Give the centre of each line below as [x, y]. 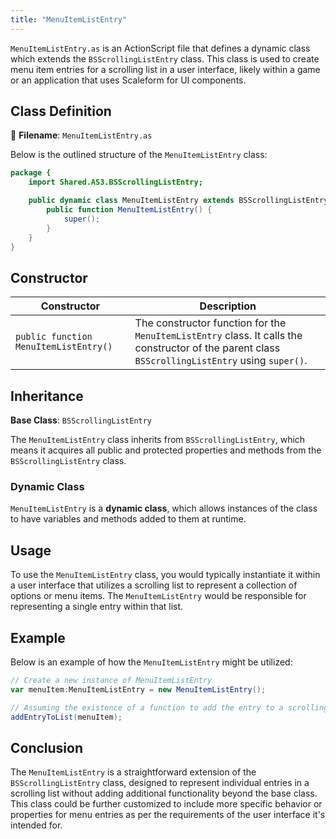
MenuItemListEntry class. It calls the [218, 336]
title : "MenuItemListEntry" [69, 19]
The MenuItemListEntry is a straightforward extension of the [133, 772]
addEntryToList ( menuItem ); [66, 717]
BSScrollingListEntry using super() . [221, 361]
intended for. [36, 825]
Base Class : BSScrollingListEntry [81, 420]
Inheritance [47, 396]
